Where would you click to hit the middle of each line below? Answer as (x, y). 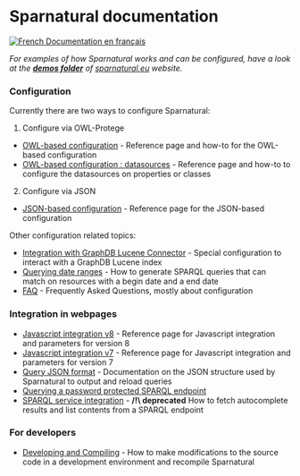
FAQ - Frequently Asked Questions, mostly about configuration (137, 291)
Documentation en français (96, 41)
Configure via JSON (59, 191)
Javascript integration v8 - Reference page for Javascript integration (149, 334)
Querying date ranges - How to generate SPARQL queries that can (144, 272)
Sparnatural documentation (114, 17)
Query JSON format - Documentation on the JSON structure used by (149, 371)
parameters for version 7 (67, 362)
